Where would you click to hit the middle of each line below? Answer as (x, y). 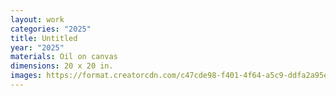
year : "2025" (37, 47)
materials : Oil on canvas (64, 57)
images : (26, 76)
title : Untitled (44, 38)
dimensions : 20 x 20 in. (62, 66)
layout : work (37, 19)
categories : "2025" (51, 29)
